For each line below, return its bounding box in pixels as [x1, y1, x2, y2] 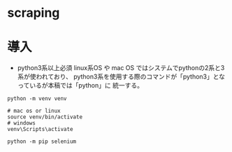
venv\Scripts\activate [7, 126, 73, 133]
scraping [7, 5, 60, 21]
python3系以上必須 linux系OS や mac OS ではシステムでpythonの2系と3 [17, 64, 225, 72]
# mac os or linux [7, 107, 61, 115]
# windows [7, 120, 36, 127]
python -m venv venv [7, 95, 68, 102]
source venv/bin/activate [7, 113, 82, 120]
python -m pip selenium [7, 138, 77, 145]
